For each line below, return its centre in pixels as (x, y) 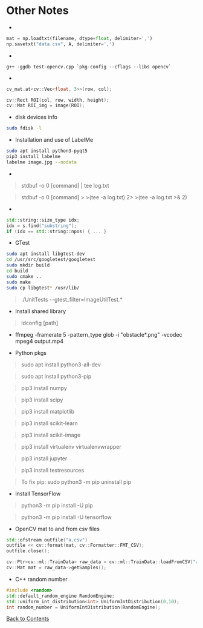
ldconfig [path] (40, 323)
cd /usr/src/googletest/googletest (51, 260)
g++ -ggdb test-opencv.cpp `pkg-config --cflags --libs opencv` (89, 67)
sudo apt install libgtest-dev (46, 254)
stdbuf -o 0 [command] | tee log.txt (65, 185)
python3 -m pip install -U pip (57, 505)
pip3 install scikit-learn (50, 423)
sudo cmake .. (24, 276)
